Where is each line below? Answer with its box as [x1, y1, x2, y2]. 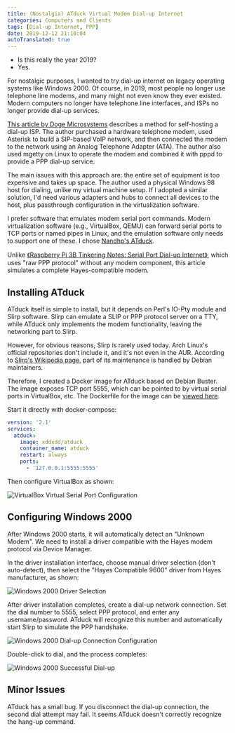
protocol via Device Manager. [7, 544, 93, 553]
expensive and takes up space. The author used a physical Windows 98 [7, 178, 215, 187]
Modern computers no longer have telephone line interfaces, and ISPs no [7, 99, 219, 107]
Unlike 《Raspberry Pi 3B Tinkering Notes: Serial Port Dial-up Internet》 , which [7, 250, 229, 260]
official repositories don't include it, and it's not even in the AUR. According [7, 348, 224, 356]
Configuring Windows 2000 [7, 511, 133, 523]
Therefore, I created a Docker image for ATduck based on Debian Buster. [7, 377, 217, 385]
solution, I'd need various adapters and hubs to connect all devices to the [7, 194, 220, 202]
